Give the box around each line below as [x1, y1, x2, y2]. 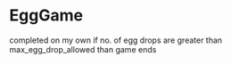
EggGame [9, 5, 83, 26]
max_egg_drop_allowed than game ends [9, 44, 157, 54]
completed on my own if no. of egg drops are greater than [9, 35, 223, 45]
